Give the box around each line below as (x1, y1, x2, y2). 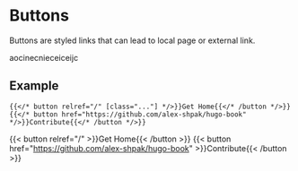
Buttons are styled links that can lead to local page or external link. (9, 35, 256, 46)
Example (9, 78, 59, 94)
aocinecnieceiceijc (9, 52, 79, 63)
